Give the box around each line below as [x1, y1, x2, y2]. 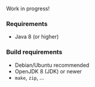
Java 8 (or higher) [14, 33, 59, 40]
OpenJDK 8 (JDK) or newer [14, 67, 82, 75]
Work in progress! [6, 5, 50, 12]
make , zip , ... [14, 74, 45, 81]
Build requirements [6, 48, 62, 56]
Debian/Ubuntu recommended [14, 62, 90, 69]
